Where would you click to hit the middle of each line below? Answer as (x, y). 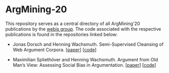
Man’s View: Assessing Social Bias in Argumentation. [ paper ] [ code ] (84, 65)
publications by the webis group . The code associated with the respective (83, 29)
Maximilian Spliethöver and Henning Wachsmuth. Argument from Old (85, 59)
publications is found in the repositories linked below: (61, 34)
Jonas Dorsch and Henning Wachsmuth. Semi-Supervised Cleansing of (88, 44)
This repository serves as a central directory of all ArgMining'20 (73, 23)
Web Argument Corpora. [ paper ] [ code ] (55, 50)
